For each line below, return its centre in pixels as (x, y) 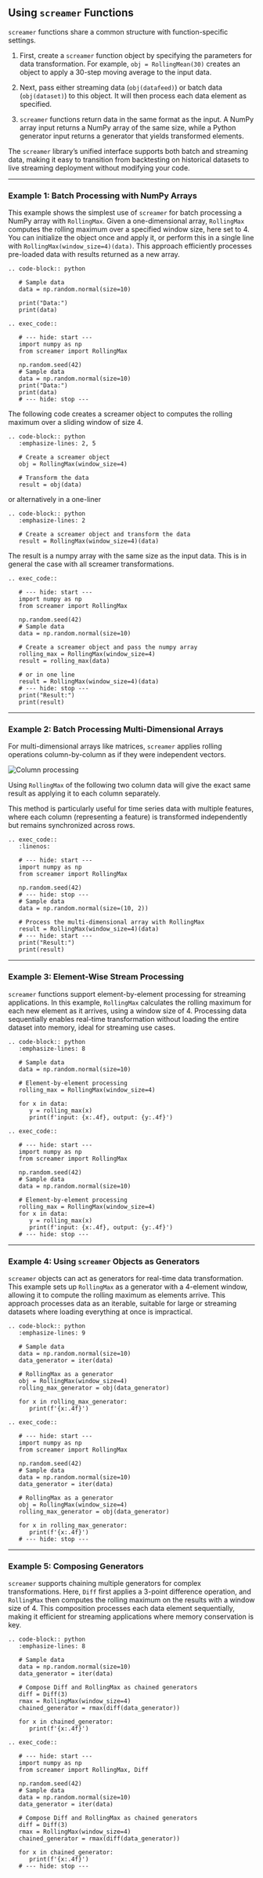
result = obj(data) (50, 485)
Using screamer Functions (71, 13)
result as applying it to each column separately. (84, 793)
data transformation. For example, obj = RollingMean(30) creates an (130, 64)
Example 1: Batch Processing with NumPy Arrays (103, 196)
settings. (22, 40)
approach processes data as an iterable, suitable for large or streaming (122, 1303)
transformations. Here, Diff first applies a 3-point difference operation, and (130, 1592)
